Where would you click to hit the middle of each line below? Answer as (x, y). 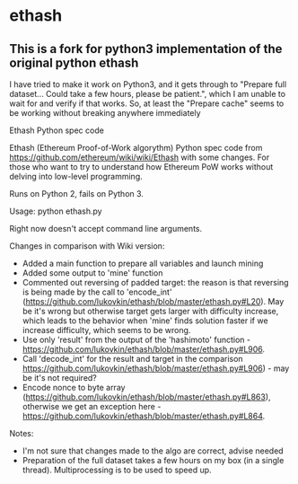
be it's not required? (59, 378)
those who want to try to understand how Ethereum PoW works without (141, 167)
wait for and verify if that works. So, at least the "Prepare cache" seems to (147, 103)
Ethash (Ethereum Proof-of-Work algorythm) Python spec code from (136, 148)
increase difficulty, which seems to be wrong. (106, 330)
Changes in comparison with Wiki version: (87, 246)
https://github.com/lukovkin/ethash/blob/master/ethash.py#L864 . (144, 416)
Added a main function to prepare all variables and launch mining (143, 263)
